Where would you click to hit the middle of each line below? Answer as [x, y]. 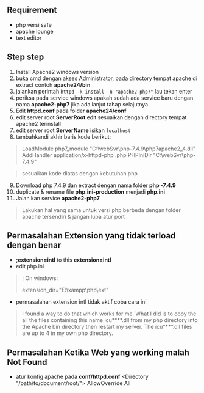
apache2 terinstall [38, 123]
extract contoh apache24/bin [53, 84]
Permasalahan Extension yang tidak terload [91, 236]
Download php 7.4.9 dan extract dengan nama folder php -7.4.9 [96, 185]
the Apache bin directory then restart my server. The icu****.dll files [107, 327]
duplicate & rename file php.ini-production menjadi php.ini [90, 191]
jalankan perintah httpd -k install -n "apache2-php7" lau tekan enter [104, 91]
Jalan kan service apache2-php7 [58, 198]
